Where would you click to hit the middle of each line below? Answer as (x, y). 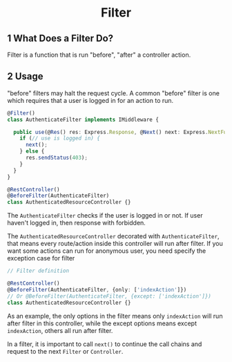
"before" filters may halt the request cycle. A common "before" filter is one (113, 93)
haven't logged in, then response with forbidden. (77, 223)
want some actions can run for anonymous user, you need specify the (107, 251)
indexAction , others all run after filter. (60, 330)
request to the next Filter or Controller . (65, 351)
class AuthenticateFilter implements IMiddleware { (83, 120)
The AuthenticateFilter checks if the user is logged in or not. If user (105, 216)
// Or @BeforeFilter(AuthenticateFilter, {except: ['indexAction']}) (109, 296)
